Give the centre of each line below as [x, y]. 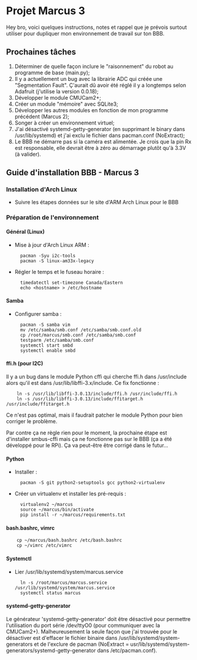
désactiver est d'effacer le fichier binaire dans [62, 638]
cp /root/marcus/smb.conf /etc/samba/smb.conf [78, 335]
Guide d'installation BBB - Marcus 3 [73, 173]
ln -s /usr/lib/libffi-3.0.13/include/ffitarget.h [80, 399]
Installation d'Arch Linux [42, 189]
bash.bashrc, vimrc [30, 528]
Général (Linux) [26, 231]
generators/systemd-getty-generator [51, 650]
